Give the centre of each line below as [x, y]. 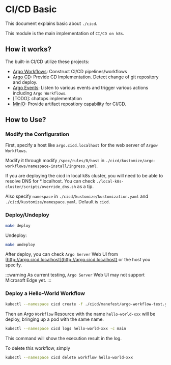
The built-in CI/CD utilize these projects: [47, 62]
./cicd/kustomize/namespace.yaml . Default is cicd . [58, 202]
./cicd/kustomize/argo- [131, 161]
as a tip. [85, 187]
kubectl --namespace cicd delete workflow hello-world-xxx [69, 357]
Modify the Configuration [37, 134]
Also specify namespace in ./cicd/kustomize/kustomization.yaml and [77, 196]
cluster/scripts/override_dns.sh [41, 187]
